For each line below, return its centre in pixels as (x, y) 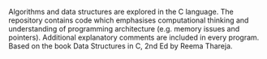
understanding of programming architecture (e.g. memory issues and (124, 29)
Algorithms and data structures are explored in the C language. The (121, 12)
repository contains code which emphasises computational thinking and (129, 20)
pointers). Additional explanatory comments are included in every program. (134, 37)
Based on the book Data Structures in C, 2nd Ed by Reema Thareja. (121, 46)
